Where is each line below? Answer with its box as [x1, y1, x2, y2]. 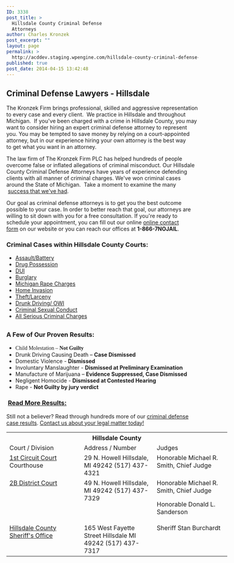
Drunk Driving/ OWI [15, 299, 65, 307]
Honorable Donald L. [156, 500, 216, 508]
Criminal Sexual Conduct [15, 306, 78, 314]
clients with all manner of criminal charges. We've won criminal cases [6, 174, 181, 182]
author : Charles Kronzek [6, 32, 69, 38]
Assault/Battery [15, 254, 55, 262]
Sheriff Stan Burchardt [156, 523, 221, 532]
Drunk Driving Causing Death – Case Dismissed [15, 351, 136, 359]
